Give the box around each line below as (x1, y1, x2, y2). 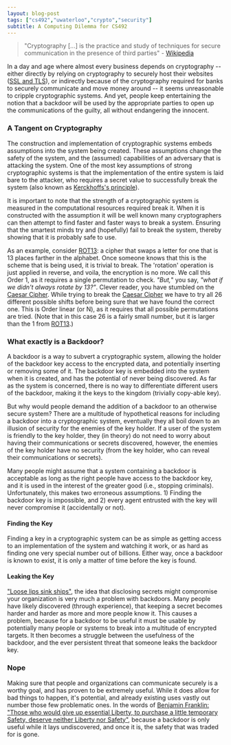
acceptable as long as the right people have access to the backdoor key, (7, 474, 213, 482)
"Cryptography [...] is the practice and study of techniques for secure (23, 42, 221, 50)
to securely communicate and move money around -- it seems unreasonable (7, 84, 224, 93)
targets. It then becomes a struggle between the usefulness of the (7, 631, 195, 640)
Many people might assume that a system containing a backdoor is (7, 466, 197, 475)
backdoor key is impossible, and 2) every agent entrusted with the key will (7, 496, 218, 504)
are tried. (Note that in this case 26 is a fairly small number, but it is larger (7, 312, 215, 320)
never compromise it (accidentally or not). (7, 503, 126, 512)
